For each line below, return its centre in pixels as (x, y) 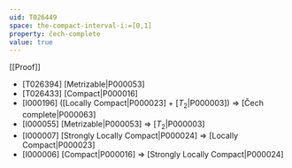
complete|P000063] (59, 115)
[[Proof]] (25, 67)
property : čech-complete (55, 34)
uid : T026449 (33, 17)
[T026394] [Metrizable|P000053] (83, 84)
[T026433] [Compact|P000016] (80, 94)
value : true (31, 42)
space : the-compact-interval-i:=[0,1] (81, 26)
